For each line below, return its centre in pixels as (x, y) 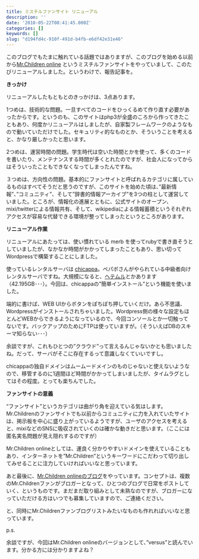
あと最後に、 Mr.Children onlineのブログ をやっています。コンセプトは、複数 (98, 476)
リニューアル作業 (27, 229)
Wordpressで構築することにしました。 (53, 256)
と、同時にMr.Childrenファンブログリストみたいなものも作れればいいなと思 (98, 511)
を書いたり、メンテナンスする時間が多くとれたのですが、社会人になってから (99, 159)
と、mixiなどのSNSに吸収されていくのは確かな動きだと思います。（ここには (98, 428)
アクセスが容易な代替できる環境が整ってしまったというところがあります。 (97, 216)
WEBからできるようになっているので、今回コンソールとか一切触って (105, 319)
